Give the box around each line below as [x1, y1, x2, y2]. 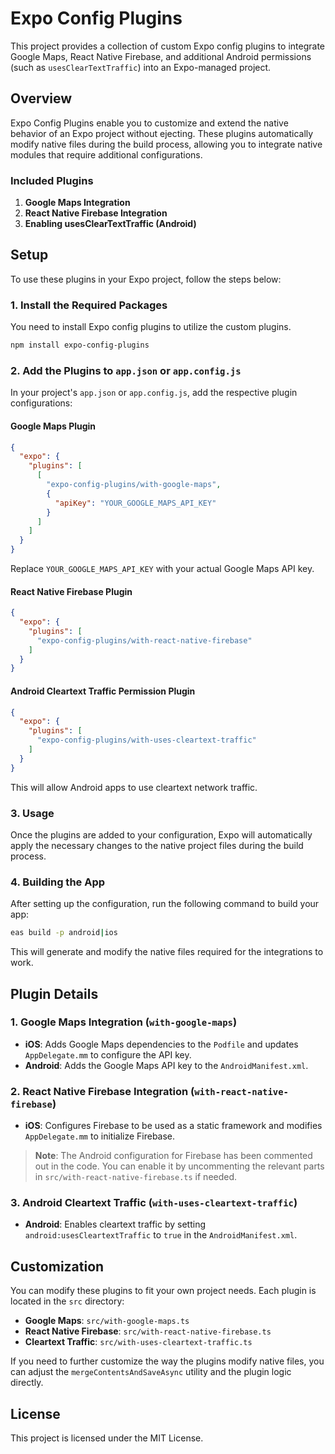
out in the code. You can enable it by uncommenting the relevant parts [34, 1160, 325, 1172]
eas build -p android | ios [10, 928, 118, 938]
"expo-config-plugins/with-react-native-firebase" [36, 635, 253, 646]
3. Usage [10, 806, 55, 820]
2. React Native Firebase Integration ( [10, 1084, 195, 1098]
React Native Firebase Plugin [10, 585, 133, 597]
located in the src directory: [10, 1295, 125, 1307]
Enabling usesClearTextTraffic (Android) [24, 218, 197, 230]
